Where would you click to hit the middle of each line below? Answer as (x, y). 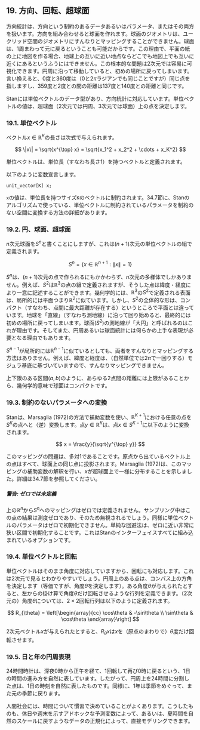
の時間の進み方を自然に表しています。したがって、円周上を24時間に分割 (95, 678)
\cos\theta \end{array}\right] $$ (100, 619)
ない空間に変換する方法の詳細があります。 (58, 212)
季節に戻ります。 (43, 693)
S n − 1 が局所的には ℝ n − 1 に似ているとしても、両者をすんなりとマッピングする (100, 350)
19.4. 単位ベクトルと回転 (42, 557)
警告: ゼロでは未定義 (31, 494)
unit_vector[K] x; (29, 186)
